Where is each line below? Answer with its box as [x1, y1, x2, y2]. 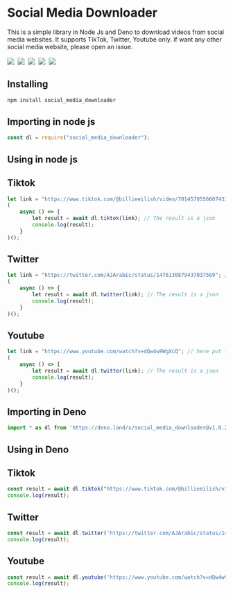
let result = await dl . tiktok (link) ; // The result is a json [32, 215, 216, 222]
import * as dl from [7, 425, 67, 432]
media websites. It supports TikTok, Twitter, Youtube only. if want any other [7, 35, 222, 43]
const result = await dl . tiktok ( [7, 486, 104, 493]
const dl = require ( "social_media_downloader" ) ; [7, 134, 150, 142]
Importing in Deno [7, 406, 87, 418]
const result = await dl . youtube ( [7, 574, 107, 581]
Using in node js [7, 153, 78, 165]
